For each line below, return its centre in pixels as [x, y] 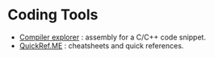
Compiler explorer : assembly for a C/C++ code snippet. [113, 37]
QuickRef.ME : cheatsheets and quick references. [101, 45]
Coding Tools [53, 15]
